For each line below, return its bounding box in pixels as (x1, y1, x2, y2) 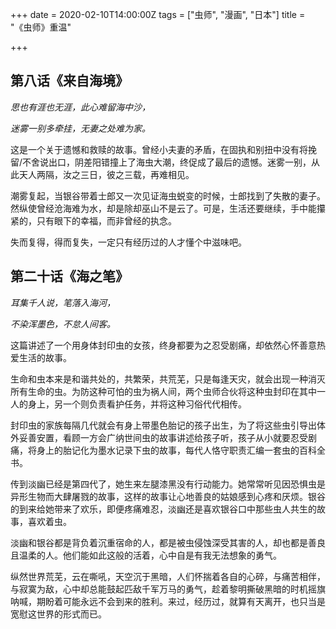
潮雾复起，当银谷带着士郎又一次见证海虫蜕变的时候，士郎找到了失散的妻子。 (10, 189, 326, 202)
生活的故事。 (18, 351, 72, 363)
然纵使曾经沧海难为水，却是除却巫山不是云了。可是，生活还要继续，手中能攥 (10, 202, 326, 214)
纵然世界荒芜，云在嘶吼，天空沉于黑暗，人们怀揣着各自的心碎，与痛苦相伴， (10, 570, 326, 582)
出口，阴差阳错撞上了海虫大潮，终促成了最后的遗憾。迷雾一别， (48, 156, 312, 168)
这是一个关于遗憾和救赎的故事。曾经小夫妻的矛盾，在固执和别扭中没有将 (10, 143, 308, 155)
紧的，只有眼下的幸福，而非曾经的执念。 (10, 214, 177, 227)
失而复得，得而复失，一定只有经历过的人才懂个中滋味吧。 (10, 236, 247, 248)
